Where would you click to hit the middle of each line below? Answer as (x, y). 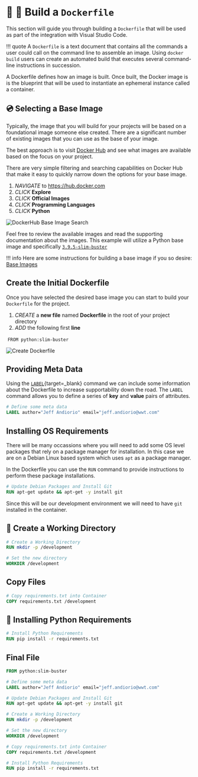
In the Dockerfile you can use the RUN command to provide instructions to (95, 469)
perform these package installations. (51, 475)
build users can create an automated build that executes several (85, 59)
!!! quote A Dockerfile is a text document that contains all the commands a (97, 46)
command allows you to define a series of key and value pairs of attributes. (98, 396)
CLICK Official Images (42, 198)
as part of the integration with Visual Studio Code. (67, 34)
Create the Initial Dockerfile (58, 283)
